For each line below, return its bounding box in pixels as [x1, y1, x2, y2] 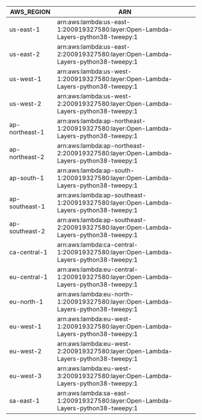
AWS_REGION [10, 8, 51, 16]
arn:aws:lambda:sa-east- [57, 389, 130, 397]
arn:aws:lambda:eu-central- [57, 265, 138, 274]
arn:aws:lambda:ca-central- [57, 241, 138, 248]
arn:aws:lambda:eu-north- [57, 290, 134, 298]
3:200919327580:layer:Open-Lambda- [57, 372, 173, 380]
